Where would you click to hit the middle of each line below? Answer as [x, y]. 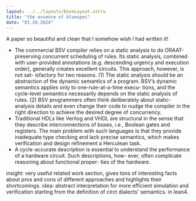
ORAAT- [174, 50]
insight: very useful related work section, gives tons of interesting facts [92, 174]
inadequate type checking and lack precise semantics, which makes [97, 137]
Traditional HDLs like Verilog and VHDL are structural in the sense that [99, 119]
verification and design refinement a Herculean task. [78, 143]
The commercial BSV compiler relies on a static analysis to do [89, 50]
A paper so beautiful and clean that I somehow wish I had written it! [87, 39]
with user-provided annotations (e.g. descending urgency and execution [102, 63]
